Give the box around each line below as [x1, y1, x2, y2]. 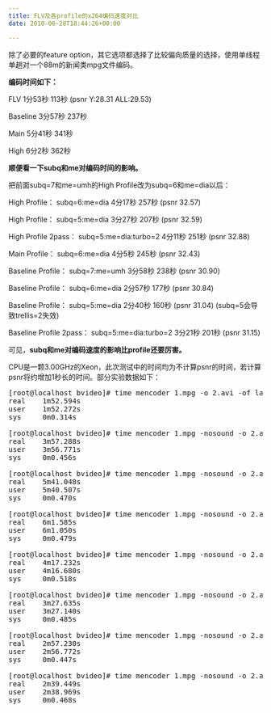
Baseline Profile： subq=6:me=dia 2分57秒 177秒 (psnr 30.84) [8, 283, 215, 293]
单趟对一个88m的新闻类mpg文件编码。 [8, 60, 138, 70]
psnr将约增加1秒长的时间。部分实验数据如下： [8, 372, 161, 382]
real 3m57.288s [8, 437, 81, 445]
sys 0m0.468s [8, 695, 77, 704]
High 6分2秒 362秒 [8, 146, 71, 155]
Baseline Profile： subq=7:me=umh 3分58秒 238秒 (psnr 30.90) [8, 266, 220, 276]
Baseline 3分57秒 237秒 [8, 111, 87, 121]
